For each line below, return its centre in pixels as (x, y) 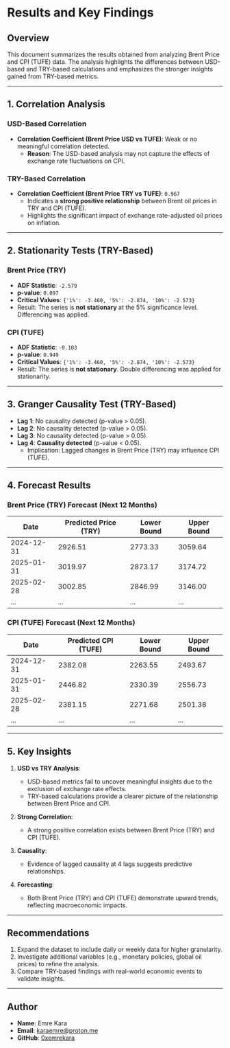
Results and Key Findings (80, 13)
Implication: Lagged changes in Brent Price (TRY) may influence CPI (123, 450)
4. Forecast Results (49, 486)
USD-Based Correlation (47, 124)
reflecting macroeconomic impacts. (77, 905)
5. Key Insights (39, 752)
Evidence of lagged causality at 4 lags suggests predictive (110, 864)
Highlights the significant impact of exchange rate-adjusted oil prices (125, 215)
